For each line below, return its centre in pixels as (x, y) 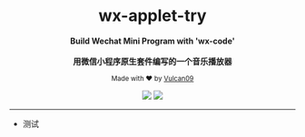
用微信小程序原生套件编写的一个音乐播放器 (152, 61)
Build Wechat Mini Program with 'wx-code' (152, 41)
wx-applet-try (152, 16)
